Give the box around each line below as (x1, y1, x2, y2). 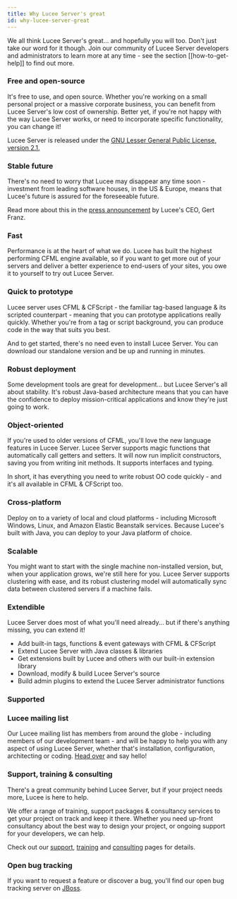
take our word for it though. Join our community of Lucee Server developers (7, 44, 229, 52)
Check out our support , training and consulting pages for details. (7, 843, 196, 851)
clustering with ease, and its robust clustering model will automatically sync (7, 577, 227, 585)
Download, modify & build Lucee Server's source (17, 669, 160, 678)
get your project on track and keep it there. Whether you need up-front (7, 814, 214, 822)
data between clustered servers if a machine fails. (7, 585, 153, 593)
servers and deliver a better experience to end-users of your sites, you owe (7, 262, 227, 270)
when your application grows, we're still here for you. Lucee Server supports (7, 569, 230, 578)
